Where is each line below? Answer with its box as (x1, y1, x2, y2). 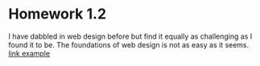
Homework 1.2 (8, 5, 107, 23)
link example (8, 48, 51, 58)
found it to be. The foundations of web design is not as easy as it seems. (8, 39, 250, 49)
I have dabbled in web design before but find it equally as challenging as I (8, 31, 253, 41)
